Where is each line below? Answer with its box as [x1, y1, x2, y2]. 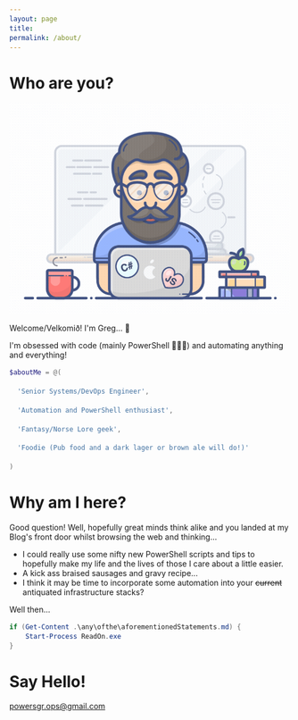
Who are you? [9, 72, 114, 93]
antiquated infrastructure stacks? [21, 586, 145, 598]
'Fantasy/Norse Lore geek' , [17, 424, 122, 433]
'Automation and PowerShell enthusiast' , [17, 406, 174, 414]
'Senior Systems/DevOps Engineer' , [17, 387, 150, 397]
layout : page [9, 14, 58, 23]
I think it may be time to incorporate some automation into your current [21, 577, 283, 588]
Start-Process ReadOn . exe [25, 632, 122, 640]
